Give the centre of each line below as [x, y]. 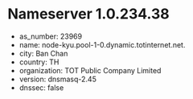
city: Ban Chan [43, 53]
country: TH [39, 62]
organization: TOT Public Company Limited [90, 70]
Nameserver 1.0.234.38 [88, 14]
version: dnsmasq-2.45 [58, 79]
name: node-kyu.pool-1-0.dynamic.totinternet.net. [102, 44]
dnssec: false [41, 87]
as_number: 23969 [50, 36]
